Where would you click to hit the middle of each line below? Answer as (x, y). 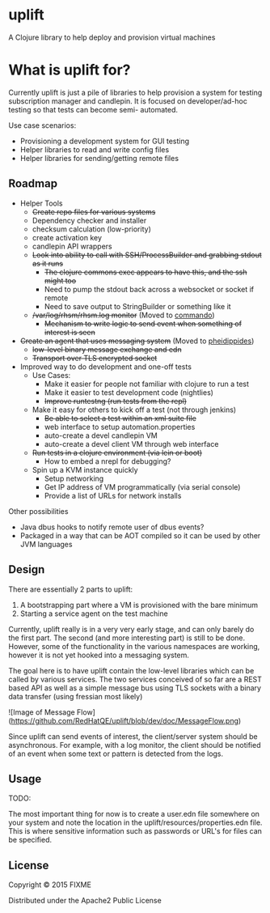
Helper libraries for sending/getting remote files (99, 158)
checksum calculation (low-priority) (91, 229)
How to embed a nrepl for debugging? (108, 461)
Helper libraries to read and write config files (95, 149)
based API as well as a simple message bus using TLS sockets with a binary (135, 688)
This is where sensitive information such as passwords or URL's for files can (135, 831)
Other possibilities (38, 511)
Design (27, 569)
